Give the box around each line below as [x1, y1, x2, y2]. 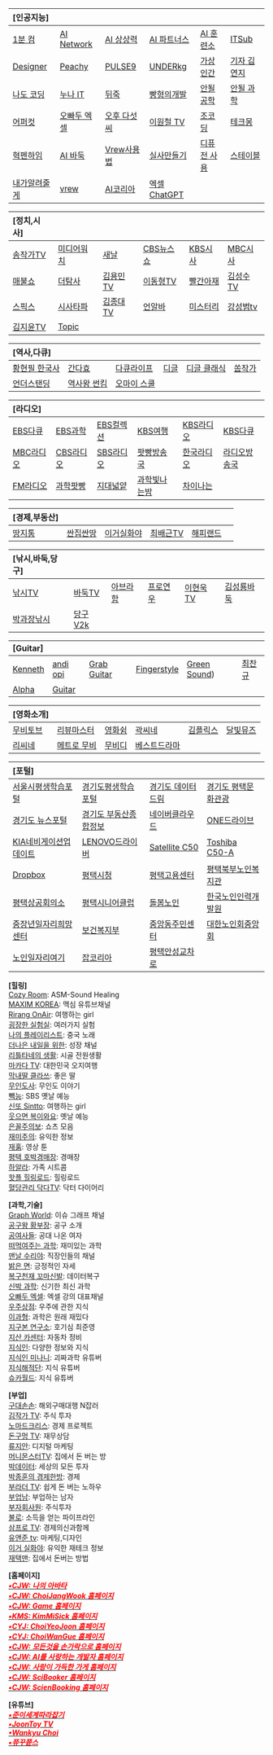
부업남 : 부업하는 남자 [8, 1492, 74, 1502]
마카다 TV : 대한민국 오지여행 [8, 1060, 98, 1070]
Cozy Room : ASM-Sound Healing [8, 989, 120, 999]
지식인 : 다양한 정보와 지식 [8, 1343, 89, 1352]
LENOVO [81, 836, 115, 847]
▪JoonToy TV [8, 1719, 54, 1729]
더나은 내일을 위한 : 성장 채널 [8, 1040, 97, 1050]
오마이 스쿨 [115, 378, 156, 389]
